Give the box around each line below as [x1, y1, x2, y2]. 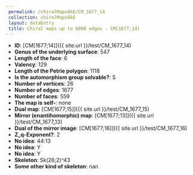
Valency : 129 [14, 61, 47, 68]
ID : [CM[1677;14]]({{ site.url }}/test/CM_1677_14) [14, 42, 131, 49]
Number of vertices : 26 [14, 80, 74, 87]
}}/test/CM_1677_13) [14, 118, 62, 126]
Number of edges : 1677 [14, 86, 74, 93]
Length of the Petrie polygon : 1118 [14, 67, 100, 75]
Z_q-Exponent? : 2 [14, 131, 61, 138]
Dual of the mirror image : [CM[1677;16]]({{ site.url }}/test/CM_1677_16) [14, 125, 188, 132]
